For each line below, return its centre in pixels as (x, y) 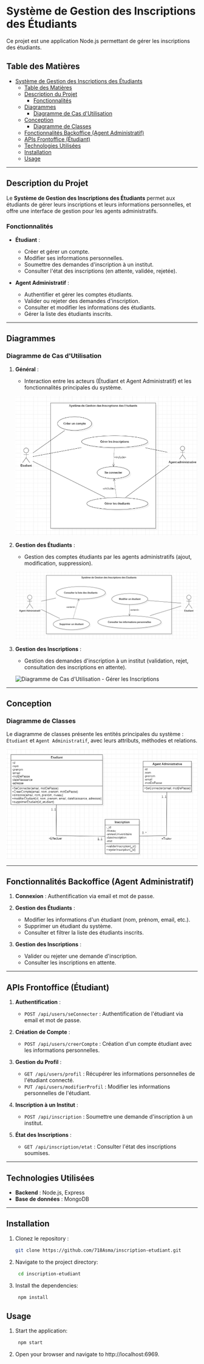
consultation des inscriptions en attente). (75, 667)
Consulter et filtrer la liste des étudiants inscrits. (84, 933)
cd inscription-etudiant (49, 1274)
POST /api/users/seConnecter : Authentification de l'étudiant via (104, 1014)
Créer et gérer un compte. (57, 251)
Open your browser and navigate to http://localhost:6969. (87, 1354)
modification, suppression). (58, 564)
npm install (33, 1297)
